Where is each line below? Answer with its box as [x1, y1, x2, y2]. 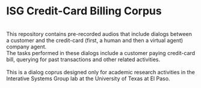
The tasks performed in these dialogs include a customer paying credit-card [6, 49, 196, 56]
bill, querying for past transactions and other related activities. [6, 56, 161, 63]
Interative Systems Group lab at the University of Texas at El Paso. [6, 75, 170, 82]
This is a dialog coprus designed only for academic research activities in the [6, 68, 196, 75]
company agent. [6, 43, 47, 50]
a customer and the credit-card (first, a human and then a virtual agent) [6, 37, 184, 44]
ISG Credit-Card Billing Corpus [6, 4, 162, 18]
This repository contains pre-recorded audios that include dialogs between [6, 30, 193, 37]
